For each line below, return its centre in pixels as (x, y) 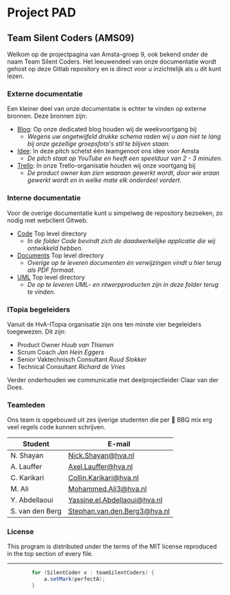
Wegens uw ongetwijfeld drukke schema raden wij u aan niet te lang (124, 137)
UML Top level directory (51, 277)
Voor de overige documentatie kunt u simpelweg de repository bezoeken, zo (115, 213)
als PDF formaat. (51, 270)
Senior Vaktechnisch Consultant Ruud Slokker (82, 359)
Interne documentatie (44, 198)
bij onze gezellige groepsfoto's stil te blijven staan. (99, 144)
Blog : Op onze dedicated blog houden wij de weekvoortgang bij (107, 129)
